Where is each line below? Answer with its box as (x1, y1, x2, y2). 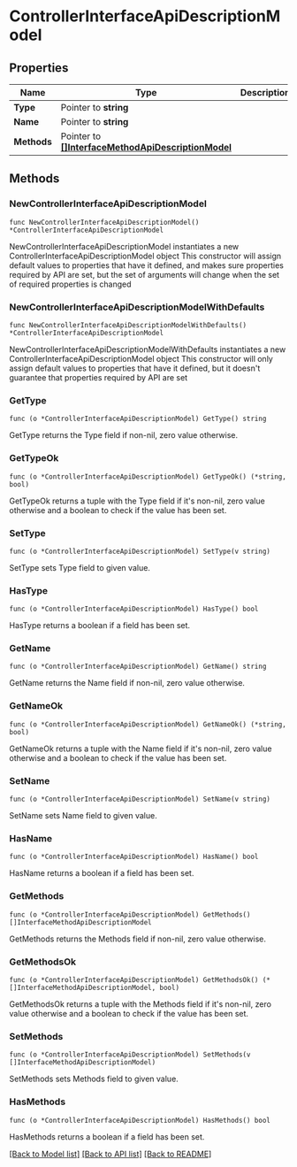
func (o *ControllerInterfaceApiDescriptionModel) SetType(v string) (9, 547, 271, 556)
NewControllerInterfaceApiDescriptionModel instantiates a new (9, 241, 240, 251)
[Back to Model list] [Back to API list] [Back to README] (9, 1148, 212, 1159)
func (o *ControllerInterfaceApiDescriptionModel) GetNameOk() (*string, (9, 719, 287, 729)
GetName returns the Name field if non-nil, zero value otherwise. (9, 678, 246, 688)
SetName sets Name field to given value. (9, 810, 157, 821)
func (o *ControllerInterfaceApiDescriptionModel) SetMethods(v (9, 1050, 251, 1059)
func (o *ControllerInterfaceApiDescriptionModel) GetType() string (9, 414, 267, 424)
